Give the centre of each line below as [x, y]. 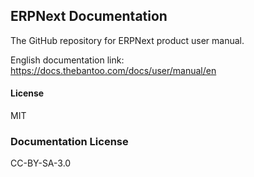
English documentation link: [67, 60]
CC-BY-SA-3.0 [41, 163]
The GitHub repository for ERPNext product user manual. [127, 40]
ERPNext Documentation [89, 16]
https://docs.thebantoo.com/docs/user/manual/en [113, 70]
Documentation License [69, 141]
